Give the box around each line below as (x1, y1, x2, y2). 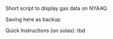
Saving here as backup (5, 16, 61, 22)
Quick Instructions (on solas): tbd (5, 27, 86, 34)
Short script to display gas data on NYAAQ (5, 5, 107, 11)
